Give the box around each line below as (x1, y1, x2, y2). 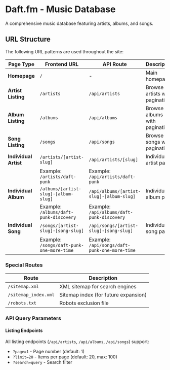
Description (88, 275, 118, 282)
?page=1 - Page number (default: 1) (12, 349, 85, 355)
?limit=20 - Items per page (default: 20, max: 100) (12, 354, 118, 360)
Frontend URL (45, 60, 79, 68)
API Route (102, 60, 127, 68)
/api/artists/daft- (89, 174, 136, 180)
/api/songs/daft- (89, 242, 131, 248)
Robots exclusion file (59, 299, 109, 307)
